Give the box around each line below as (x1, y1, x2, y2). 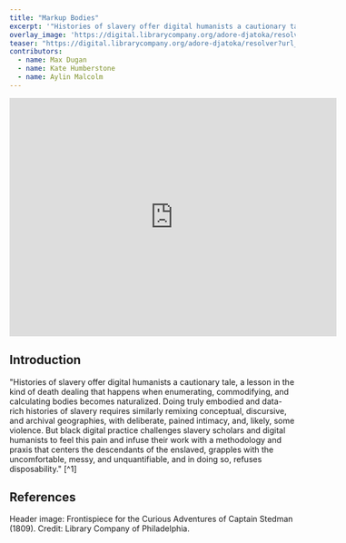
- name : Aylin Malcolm (17, 73, 104, 82)
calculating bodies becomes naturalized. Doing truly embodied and (9, 396, 261, 407)
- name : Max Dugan (17, 55, 88, 64)
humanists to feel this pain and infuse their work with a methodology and (9, 434, 282, 445)
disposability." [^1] (9, 463, 77, 474)
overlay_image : (9, 30, 67, 39)
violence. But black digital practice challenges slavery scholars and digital (9, 424, 286, 436)
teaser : (9, 38, 39, 48)
